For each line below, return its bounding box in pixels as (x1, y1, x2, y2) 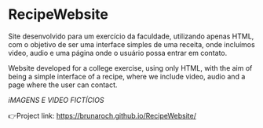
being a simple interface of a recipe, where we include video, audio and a (8, 71, 246, 81)
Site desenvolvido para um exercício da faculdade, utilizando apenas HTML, (8, 31, 254, 41)
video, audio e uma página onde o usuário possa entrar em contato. (8, 48, 228, 57)
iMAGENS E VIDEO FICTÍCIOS (8, 95, 104, 104)
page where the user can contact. (8, 80, 118, 90)
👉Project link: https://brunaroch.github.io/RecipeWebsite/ (8, 111, 196, 120)
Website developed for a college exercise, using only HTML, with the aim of (8, 63, 253, 72)
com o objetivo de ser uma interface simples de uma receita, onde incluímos (8, 39, 255, 49)
